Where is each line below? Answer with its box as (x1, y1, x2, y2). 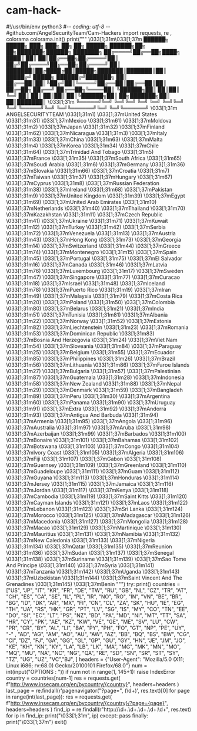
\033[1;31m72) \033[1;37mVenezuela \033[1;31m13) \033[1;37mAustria (6, 229, 176, 236)
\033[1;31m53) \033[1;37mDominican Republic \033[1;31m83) (6, 330, 155, 337)
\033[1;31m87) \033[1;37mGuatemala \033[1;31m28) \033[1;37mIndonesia (6, 374, 185, 381)
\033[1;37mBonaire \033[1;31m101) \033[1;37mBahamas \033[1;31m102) (6, 436, 179, 443)
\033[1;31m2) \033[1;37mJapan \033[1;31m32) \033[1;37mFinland (6, 123, 165, 130)
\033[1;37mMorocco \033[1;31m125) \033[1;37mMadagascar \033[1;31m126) (6, 511, 191, 519)
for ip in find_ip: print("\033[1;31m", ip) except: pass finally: (6, 712, 149, 719)
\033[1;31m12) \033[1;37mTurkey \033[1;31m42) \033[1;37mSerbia (6, 223, 166, 231)
